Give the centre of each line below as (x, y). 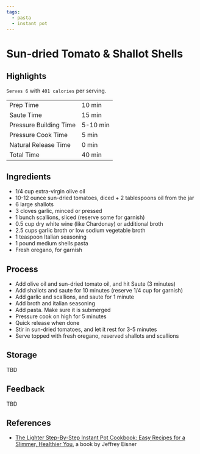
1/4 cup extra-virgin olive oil (50, 192)
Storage (22, 355)
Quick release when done (47, 323)
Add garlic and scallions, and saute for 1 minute (74, 297)
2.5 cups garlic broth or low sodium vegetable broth (80, 231)
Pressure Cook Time (39, 135)
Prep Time (24, 105)
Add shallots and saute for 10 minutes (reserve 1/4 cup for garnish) (99, 290)
